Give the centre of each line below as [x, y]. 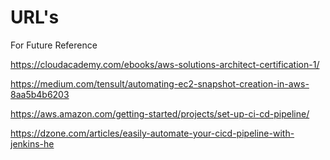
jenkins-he [32, 143]
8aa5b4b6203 [40, 94]
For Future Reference [54, 45]
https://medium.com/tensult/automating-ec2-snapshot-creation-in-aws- [160, 83]
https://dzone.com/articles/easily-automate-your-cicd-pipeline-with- [152, 133]
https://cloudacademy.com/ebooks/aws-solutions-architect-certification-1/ [165, 64]
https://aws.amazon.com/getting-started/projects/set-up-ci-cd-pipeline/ [160, 113]
